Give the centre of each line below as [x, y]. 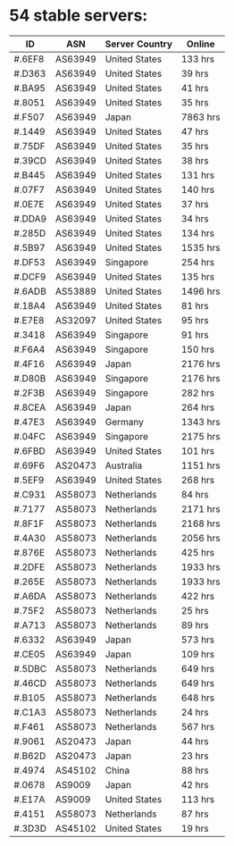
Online [201, 44]
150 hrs [198, 349]
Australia [124, 465]
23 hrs [195, 756]
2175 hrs [201, 436]
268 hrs [198, 480]
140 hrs [198, 189]
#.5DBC [30, 668]
